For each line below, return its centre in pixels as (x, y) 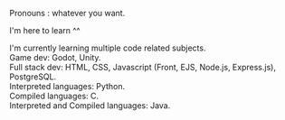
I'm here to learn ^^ (45, 30)
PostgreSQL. (33, 77)
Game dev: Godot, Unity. (55, 57)
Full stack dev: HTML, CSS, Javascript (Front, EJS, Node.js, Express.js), (142, 67)
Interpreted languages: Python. (67, 86)
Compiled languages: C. (54, 96)
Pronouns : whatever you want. (67, 13)
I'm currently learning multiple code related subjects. (108, 48)
